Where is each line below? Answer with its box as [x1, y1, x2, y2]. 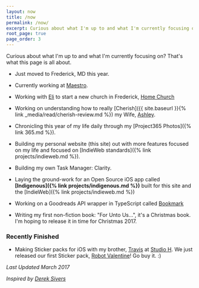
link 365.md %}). [14, 129, 56, 136]
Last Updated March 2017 [6, 264, 70, 271]
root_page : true [6, 31, 46, 37]
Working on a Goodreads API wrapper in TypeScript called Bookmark [14, 200, 184, 207]
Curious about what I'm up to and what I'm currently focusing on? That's [6, 53, 183, 59]
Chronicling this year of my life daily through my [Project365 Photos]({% [14, 123, 191, 129]
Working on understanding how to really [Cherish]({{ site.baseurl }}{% [14, 105, 187, 111]
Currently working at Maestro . [14, 82, 88, 89]
